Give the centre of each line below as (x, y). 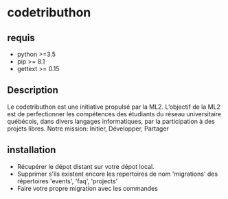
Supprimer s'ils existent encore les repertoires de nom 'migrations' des (117, 174)
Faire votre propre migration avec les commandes (87, 188)
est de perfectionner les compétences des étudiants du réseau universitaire (114, 114)
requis (21, 38)
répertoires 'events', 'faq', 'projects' (67, 181)
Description (33, 90)
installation (32, 150)
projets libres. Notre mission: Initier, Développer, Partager (88, 129)
